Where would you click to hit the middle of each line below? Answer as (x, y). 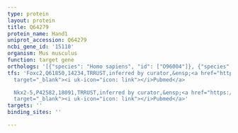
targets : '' (25, 106)
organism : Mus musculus (42, 54)
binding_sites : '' (34, 112)
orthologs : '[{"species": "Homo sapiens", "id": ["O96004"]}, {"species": (120, 66)
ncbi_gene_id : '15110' (41, 47)
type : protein (28, 14)
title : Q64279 (28, 27)
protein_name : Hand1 (38, 34)
